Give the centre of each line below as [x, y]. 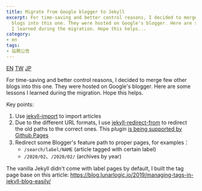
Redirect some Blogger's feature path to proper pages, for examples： [102, 142]
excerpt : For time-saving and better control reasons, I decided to [94, 17]
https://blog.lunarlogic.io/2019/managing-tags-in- [132, 175]
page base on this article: [38, 175]
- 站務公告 [18, 51]
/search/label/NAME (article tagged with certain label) [90, 149]
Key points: [20, 104]
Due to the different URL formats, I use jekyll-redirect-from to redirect [101, 122]
